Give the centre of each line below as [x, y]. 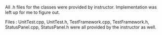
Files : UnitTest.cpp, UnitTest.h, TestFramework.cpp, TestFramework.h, [77, 22]
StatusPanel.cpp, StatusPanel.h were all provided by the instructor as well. [81, 27]
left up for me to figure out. [33, 12]
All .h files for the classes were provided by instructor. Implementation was [81, 7]
